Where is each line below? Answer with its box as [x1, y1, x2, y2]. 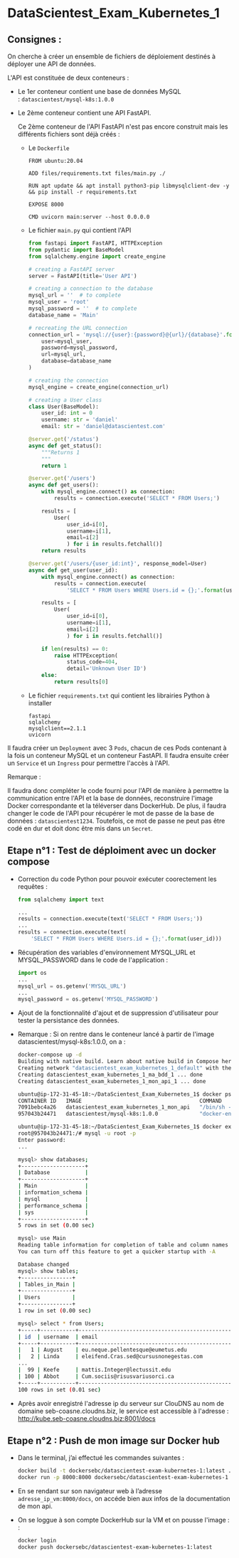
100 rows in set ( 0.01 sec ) [17, 1386, 101, 1393]
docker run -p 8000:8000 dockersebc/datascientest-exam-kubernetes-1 [17, 1474, 229, 1481]
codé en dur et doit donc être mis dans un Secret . [7, 823, 153, 833]
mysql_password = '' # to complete [28, 305, 137, 312]
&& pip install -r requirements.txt [28, 188, 137, 196]
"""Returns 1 [41, 449, 80, 456]
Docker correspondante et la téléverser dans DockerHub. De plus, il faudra [7, 801, 226, 810]
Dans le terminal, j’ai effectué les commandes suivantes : [17, 1453, 185, 1462]
